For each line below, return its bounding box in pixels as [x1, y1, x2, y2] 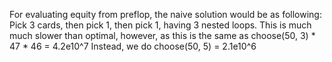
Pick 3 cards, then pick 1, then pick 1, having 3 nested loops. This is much [9, 19, 312, 31]
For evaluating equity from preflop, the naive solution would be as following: [9, 9, 322, 20]
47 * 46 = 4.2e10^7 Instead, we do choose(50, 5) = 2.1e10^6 [9, 40, 257, 52]
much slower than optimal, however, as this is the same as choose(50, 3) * [9, 30, 316, 41]
